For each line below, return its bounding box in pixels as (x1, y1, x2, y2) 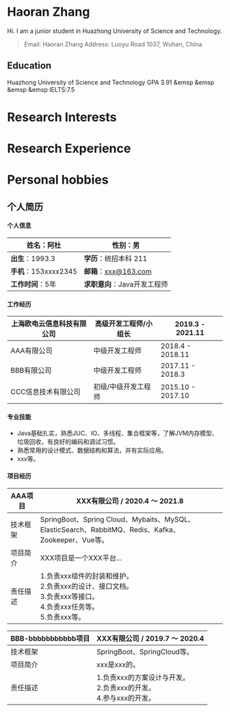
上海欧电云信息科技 (10, 319, 73, 329)
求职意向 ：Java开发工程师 (84, 279, 168, 289)
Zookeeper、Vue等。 (40, 535, 109, 545)
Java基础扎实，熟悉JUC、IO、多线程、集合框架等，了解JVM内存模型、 (16, 429, 218, 437)
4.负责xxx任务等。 (40, 602, 99, 611)
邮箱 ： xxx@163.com (84, 267, 152, 276)
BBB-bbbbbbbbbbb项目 (10, 633, 90, 643)
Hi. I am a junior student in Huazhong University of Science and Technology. (7, 27, 222, 35)
